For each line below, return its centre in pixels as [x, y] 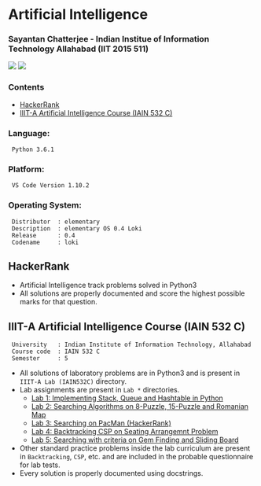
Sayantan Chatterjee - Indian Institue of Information [109, 39]
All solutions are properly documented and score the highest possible [132, 293]
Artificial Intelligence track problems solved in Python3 [108, 285]
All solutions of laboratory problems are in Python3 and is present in [130, 373]
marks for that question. [59, 302]
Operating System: [45, 205]
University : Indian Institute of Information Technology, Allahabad [131, 345]
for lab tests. [40, 465]
